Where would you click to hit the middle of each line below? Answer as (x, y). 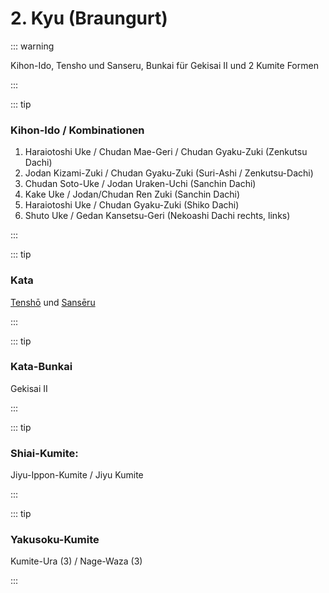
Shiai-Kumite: (44, 453)
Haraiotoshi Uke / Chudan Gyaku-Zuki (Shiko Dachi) (132, 205)
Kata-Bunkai (41, 367)
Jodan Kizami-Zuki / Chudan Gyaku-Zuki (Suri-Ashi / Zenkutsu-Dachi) (169, 173)
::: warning (32, 46)
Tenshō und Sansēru (53, 302)
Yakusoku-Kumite (55, 540)
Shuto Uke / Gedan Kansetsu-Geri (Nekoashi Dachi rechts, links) (157, 216)
